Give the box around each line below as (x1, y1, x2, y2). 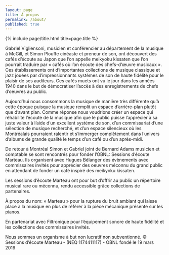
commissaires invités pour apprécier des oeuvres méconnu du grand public (5, 162, 163, 168)
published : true (5, 21, 39, 27)
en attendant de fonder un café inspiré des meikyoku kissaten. (5, 168, 136, 174)
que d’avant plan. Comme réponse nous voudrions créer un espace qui (5, 109, 153, 115)
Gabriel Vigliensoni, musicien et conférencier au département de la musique (5, 45, 163, 51)
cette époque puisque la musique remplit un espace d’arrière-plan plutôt (5, 104, 156, 110)
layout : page (5, 7, 33, 13)
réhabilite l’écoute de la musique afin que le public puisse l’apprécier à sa (5, 115, 158, 121)
